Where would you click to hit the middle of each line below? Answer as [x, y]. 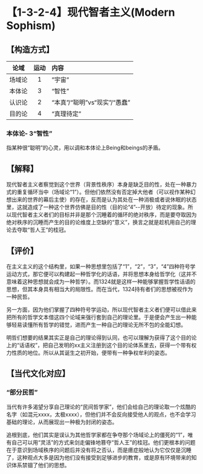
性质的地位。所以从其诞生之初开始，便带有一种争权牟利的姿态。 [91, 352]
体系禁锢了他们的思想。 [40, 465]
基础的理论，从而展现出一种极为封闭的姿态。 [62, 422]
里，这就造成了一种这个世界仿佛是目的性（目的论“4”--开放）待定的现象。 [97, 207]
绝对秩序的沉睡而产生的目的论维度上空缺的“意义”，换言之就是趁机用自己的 [99, 222]
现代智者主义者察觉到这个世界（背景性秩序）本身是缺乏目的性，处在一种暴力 [101, 185]
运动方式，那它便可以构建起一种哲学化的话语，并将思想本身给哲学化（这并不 [101, 274]
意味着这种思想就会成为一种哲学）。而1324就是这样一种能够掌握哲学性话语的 [101, 281]
